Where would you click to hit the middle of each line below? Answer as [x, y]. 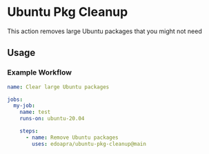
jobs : [15, 99]
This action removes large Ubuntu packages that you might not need [104, 31]
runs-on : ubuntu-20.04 [52, 119]
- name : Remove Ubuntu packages [72, 137]
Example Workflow [40, 73]
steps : [29, 131]
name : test [35, 112]
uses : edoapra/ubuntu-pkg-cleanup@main [89, 144]
